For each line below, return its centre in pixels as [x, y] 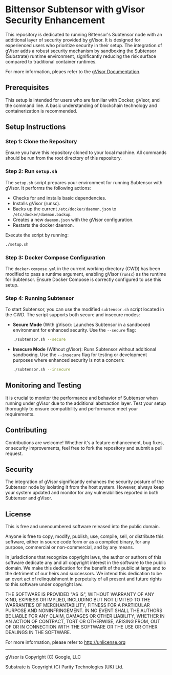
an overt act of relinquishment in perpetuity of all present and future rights [84, 579]
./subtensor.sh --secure [39, 340]
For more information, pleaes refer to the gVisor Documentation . [73, 71]
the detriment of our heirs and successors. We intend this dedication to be [84, 574]
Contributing [26, 430]
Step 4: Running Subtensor [40, 298]
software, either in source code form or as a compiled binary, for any [78, 542]
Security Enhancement [55, 20]
